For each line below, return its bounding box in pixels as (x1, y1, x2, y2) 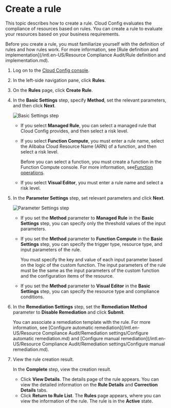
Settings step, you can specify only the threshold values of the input (20, 220, 166, 226)
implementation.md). (5, 57, 49, 63)
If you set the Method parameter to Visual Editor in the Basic (20, 283, 150, 289)
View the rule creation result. (12, 356, 74, 362)
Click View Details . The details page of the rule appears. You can (20, 376, 159, 382)
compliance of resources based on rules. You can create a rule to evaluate (5, 25, 163, 31)
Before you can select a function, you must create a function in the (20, 159, 162, 165)
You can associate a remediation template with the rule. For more (12, 319, 150, 325)
